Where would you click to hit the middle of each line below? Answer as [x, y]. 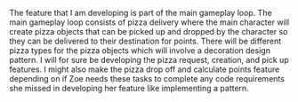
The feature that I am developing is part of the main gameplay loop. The [141, 13]
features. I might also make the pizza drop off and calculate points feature [145, 69]
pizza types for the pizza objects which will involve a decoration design [140, 51]
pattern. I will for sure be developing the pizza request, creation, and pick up [149, 60]
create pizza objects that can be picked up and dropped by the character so [149, 31]
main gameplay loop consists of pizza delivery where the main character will [149, 22]
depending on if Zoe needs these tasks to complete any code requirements [147, 78]
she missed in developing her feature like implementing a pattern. [129, 88]
